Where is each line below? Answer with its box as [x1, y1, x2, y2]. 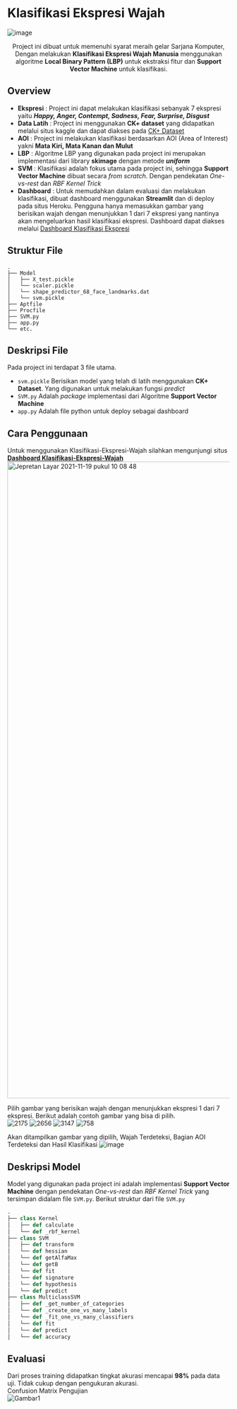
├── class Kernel [7, 1214, 59, 1222]
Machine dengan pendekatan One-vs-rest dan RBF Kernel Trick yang [7, 1187, 209, 1195]
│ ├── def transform [7, 1241, 74, 1248]
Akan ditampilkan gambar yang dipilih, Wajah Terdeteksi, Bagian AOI [7, 1133, 206, 1142]
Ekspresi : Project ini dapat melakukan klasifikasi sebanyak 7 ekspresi [17, 104, 221, 112]
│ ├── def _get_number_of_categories [7, 1300, 125, 1308]
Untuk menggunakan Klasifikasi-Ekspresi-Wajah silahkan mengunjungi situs [7, 446, 228, 455]
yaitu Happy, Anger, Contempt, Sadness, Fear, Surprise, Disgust [17, 111, 210, 120]
